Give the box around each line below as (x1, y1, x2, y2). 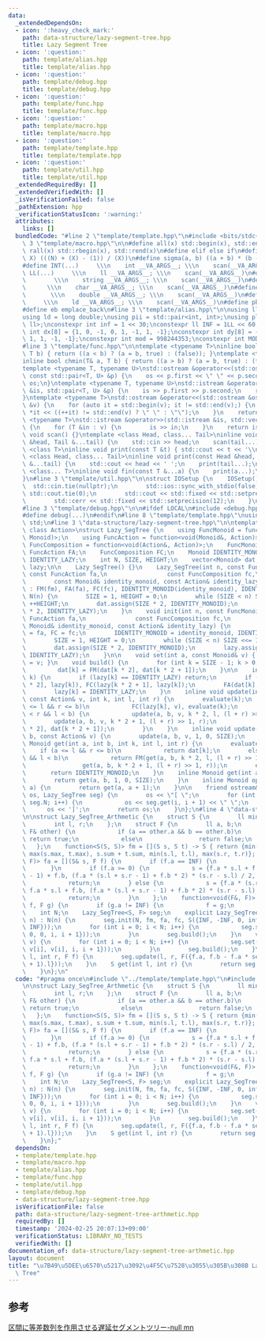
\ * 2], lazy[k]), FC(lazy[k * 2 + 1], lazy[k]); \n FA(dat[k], (22, 681, 259, 689)
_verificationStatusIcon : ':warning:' (15, 210, 144, 218)
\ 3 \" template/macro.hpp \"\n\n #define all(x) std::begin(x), (22, 240, 231, 248)
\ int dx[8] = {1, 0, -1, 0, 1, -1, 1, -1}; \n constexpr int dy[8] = (22, 327, 252, 336)
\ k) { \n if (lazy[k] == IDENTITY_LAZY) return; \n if (22, 673, 252, 681)
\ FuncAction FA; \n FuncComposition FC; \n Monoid (22, 548, 211, 556)
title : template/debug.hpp (22, 85, 111, 93)
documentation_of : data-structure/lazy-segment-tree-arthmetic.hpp (8, 1246, 235, 1254)
